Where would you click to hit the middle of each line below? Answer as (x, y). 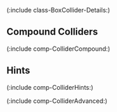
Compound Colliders (52, 32)
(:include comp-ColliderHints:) (50, 87)
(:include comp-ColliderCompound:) (58, 49)
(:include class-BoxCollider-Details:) (58, 10)
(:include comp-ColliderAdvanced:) (57, 101)
